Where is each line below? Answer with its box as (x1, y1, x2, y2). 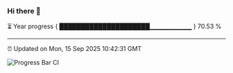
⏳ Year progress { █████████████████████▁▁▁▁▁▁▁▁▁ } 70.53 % (7, 22, 222, 30)
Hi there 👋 (7, 6, 42, 16)
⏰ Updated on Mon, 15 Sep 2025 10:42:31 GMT (7, 45, 142, 53)
